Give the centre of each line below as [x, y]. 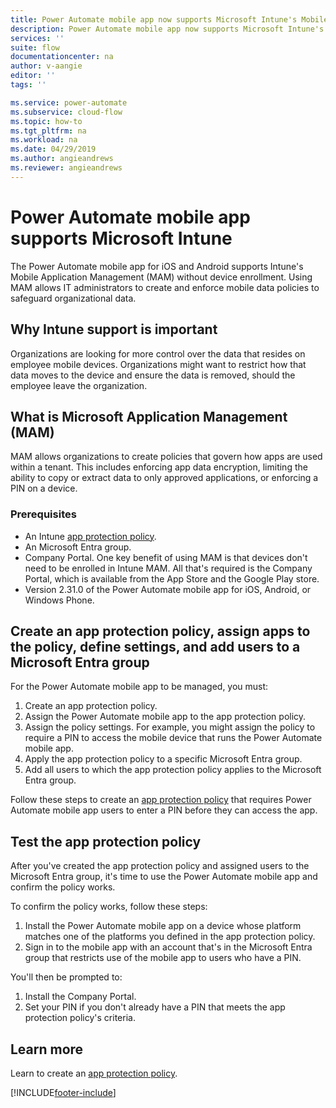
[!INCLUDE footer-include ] [63, 1093]
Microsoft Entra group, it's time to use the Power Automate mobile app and [164, 877]
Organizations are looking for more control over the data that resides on [158, 353]
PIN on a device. [44, 488]
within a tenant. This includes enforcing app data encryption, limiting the [159, 467]
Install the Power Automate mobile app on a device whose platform [163, 926]
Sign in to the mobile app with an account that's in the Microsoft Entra [168, 947]
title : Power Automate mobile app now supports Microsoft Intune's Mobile [169, 19]
